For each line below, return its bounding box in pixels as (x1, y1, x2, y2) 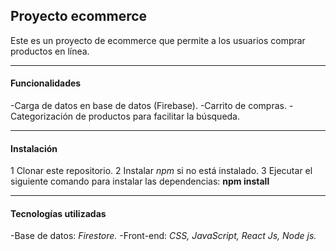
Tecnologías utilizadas (10, 207, 107, 219)
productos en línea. (10, 45, 90, 57)
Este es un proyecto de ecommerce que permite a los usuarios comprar (10, 34, 306, 46)
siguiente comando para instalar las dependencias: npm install (10, 175, 270, 188)
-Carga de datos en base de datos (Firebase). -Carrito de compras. (10, 100, 287, 112)
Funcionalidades (10, 77, 82, 89)
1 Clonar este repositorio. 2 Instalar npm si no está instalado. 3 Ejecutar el (10, 165, 313, 177)
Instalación (10, 142, 58, 154)
